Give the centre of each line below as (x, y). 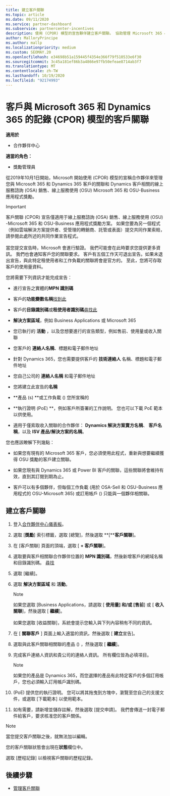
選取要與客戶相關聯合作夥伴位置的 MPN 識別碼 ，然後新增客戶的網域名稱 (88, 556)
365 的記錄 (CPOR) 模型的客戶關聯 (77, 120)
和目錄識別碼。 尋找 (34, 563)
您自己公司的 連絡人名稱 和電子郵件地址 (54, 376)
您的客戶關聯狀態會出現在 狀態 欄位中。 (45, 747)
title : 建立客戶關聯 (25, 10)
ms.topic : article (25, 15)
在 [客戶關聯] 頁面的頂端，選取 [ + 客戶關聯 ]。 (61, 545)
